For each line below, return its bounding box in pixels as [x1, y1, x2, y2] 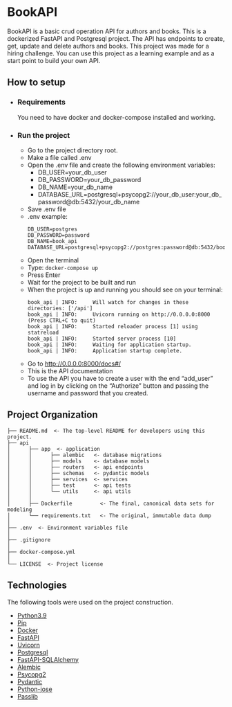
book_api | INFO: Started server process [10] [27, 335, 177, 342]
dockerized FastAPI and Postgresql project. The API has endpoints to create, [7, 34, 225, 42]
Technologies [7, 580, 68, 591]
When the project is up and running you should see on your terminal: [27, 285, 223, 294]
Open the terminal [27, 256, 79, 264]
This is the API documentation [27, 366, 113, 375]
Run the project [17, 130, 70, 140]
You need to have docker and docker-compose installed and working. [17, 113, 216, 121]
